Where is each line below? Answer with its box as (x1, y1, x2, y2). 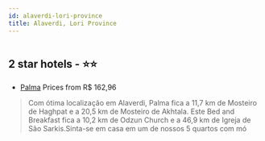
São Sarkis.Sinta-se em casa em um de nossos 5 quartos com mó (27, 124, 247, 134)
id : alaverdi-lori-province (8, 11, 103, 20)
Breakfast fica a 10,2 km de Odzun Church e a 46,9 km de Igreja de (27, 115, 251, 125)
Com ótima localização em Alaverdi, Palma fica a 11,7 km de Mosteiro (27, 98, 258, 108)
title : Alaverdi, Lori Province (8, 19, 117, 27)
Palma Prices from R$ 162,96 (19, 82, 117, 93)
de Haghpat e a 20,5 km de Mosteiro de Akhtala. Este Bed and (27, 106, 235, 117)
